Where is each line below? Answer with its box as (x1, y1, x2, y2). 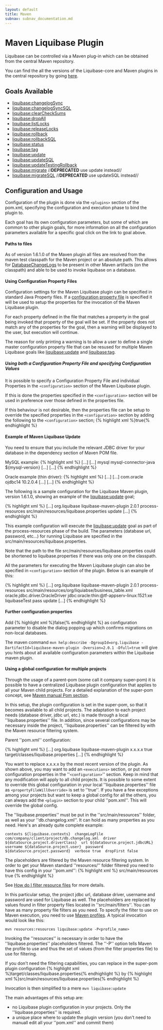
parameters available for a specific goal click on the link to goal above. (5, 229, 146, 235)
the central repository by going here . (5, 73, 79, 79)
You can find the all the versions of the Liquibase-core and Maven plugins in (5, 68, 158, 74)
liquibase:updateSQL (12, 157, 54, 163)
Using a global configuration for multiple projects (5, 666, 107, 672)
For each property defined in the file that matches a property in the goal (5, 314, 149, 320)
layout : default (5, 7, 38, 12)
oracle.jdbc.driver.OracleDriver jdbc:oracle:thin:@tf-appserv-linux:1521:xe (5, 592, 152, 598)
